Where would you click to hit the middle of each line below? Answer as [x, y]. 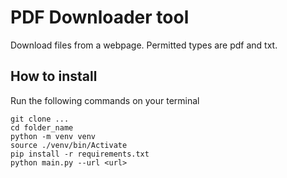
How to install [54, 76]
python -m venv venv [53, 136]
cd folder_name [42, 127]
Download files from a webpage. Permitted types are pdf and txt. [144, 45]
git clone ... [40, 119]
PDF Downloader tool [100, 17]
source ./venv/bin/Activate [69, 145]
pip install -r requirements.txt [80, 154]
